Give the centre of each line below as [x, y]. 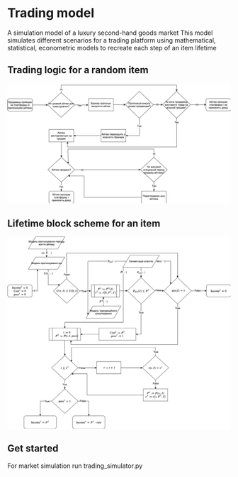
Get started [33, 449]
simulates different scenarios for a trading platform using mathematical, [112, 40]
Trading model [51, 13]
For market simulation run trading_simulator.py [75, 466]
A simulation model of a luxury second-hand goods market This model [110, 33]
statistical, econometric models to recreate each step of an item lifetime [112, 48]
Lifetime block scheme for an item [84, 223]
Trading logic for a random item [78, 70]
